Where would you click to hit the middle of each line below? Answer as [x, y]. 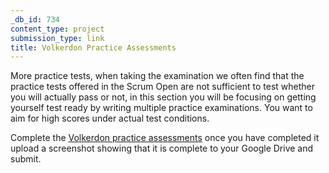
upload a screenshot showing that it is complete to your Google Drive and [162, 148]
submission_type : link [57, 38]
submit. [26, 159]
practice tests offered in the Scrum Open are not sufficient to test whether [163, 87]
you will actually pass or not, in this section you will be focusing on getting [163, 97]
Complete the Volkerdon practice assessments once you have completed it [165, 138]
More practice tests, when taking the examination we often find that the [157, 76]
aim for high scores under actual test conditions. [110, 118]
